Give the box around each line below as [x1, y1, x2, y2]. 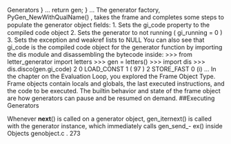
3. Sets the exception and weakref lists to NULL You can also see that [7, 36, 205, 44]
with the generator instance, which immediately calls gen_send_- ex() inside [7, 122, 223, 130]
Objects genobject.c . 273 [7, 130, 81, 137]
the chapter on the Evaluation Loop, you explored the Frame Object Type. [7, 72, 216, 80]
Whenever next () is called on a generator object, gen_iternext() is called [7, 115, 212, 123]
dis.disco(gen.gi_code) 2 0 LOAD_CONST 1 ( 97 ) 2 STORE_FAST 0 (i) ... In [7, 65, 217, 73]
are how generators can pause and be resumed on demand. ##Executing [7, 94, 215, 102]
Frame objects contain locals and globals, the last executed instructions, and [7, 80, 225, 88]
